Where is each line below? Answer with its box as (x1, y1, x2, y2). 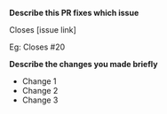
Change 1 (21, 76, 57, 87)
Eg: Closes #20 (9, 42, 66, 52)
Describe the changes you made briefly (9, 59, 158, 69)
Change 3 (21, 95, 59, 105)
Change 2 (21, 86, 59, 95)
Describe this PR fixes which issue (9, 8, 139, 18)
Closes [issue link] (9, 25, 77, 34)
